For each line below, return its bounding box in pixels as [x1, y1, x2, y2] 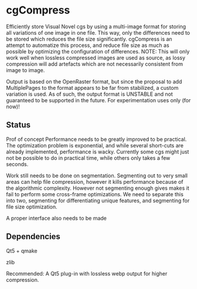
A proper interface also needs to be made [6, 214, 107, 221]
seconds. [6, 160, 29, 167]
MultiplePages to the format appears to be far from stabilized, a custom [6, 84, 179, 91]
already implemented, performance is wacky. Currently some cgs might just [6, 148, 189, 155]
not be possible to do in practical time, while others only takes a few [6, 154, 171, 162]
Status [6, 120, 31, 130]
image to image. [6, 66, 45, 73]
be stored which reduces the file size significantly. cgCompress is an [6, 35, 172, 42]
